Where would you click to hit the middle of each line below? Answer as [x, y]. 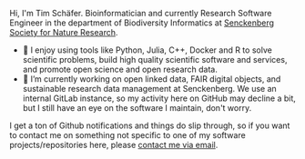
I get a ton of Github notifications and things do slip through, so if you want [150, 125]
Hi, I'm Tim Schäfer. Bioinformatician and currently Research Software [141, 13]
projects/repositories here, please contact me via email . [114, 145]
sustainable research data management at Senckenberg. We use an [150, 89]
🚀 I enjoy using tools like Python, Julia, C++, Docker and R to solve [147, 50]
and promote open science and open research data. [120, 69]
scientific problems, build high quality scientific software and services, [155, 60]
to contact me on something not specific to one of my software [127, 135]
